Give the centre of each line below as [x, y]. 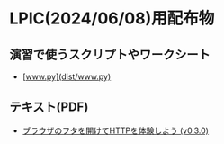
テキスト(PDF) [49, 108]
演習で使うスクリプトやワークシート [110, 54]
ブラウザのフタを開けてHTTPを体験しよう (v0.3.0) [116, 130]
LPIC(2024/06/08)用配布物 [112, 18]
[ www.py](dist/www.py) [67, 76]
